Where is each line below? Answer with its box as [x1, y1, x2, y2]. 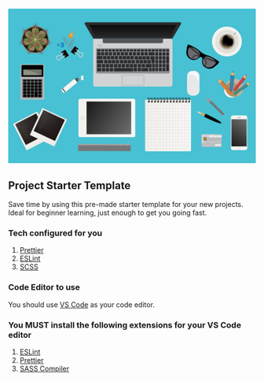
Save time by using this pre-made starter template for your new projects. [8, 200, 244, 209]
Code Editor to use [8, 282, 80, 293]
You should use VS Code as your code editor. [8, 300, 156, 309]
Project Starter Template [8, 179, 131, 192]
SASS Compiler [19, 364, 70, 374]
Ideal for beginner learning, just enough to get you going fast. [8, 208, 207, 217]
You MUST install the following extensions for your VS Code [8, 320, 242, 331]
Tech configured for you [8, 227, 103, 239]
